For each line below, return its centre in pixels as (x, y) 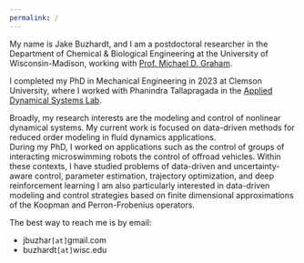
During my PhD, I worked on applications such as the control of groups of (147, 147)
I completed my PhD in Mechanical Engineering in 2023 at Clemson (136, 81)
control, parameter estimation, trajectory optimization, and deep (155, 176)
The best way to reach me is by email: (81, 222)
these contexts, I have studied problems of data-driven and (121, 166)
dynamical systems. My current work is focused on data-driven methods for (152, 127)
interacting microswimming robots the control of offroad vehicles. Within (146, 157)
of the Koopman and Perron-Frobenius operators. (102, 205)
